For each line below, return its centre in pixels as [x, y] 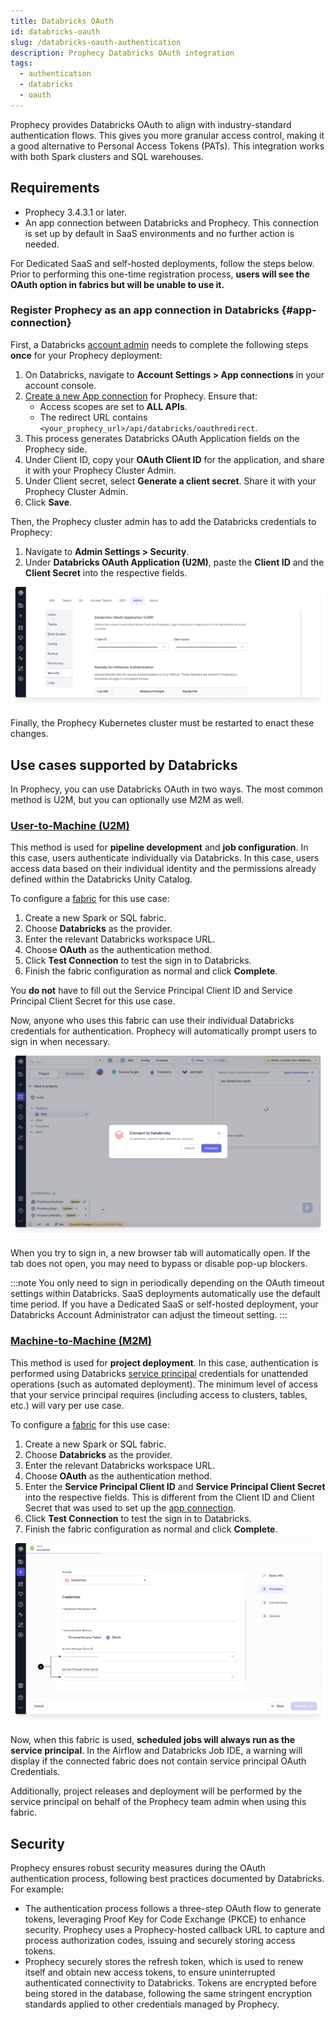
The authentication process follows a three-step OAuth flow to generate [173, 1909]
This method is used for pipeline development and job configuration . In [159, 847]
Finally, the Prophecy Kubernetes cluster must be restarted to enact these [162, 723]
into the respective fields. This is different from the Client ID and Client [169, 1497]
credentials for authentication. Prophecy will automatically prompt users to [163, 1031]
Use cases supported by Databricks [124, 765]
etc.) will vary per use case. [67, 1405]
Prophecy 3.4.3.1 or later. [75, 212]
